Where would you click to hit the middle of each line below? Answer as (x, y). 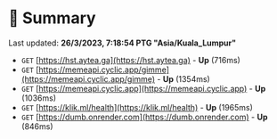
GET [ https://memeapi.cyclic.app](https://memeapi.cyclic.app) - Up (143, 88)
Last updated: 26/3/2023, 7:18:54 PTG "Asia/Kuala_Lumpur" (122, 43)
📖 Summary (52, 18)
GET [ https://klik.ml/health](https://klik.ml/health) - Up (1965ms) (137, 107)
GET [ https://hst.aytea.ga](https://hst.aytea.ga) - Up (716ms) (131, 60)
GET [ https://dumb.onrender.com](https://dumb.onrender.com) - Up (144, 117)
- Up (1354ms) (183, 78)
